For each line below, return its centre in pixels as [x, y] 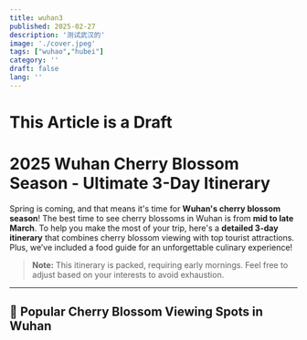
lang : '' [26, 77]
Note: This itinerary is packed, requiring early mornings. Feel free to [160, 264]
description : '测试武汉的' [57, 35]
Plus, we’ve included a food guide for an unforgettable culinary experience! [151, 247]
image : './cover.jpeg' [53, 43]
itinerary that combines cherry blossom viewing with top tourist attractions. [152, 237]
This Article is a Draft [91, 122]
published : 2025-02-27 [53, 26]
